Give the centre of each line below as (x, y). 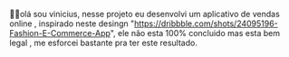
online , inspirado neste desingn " (72, 24)
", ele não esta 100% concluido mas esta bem (195, 33)
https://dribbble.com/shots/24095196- (206, 24)
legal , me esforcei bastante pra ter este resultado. (103, 43)
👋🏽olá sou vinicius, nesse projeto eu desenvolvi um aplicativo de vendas (145, 14)
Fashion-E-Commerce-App (60, 33)
